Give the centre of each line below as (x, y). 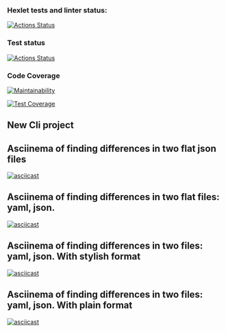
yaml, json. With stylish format (74, 256)
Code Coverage (34, 75)
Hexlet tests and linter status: (57, 10)
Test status (26, 43)
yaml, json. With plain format (70, 306)
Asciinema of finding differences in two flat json (112, 148)
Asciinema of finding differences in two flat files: (114, 197)
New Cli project (40, 125)
